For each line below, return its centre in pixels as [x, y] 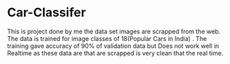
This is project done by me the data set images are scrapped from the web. [114, 31]
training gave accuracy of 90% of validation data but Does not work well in [113, 46]
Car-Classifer [46, 13]
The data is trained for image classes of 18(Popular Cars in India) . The [107, 38]
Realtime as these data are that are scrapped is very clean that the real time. [115, 53]
